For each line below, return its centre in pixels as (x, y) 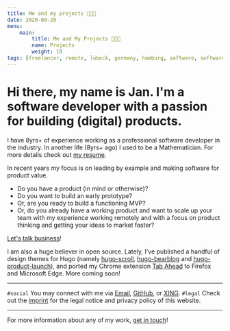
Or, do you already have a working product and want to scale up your (115, 210)
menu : (15, 26)
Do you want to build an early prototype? (74, 195)
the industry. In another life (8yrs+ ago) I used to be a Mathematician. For (110, 147)
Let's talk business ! (34, 238)
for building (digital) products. (95, 121)
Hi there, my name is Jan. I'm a (96, 91)
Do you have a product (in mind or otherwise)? (82, 188)
